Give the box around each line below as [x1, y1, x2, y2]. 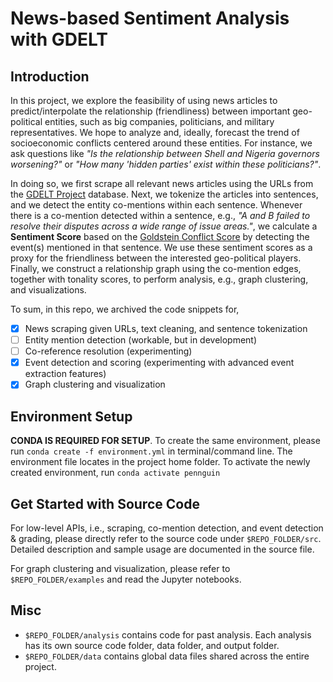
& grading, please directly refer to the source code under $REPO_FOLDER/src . [10, 532, 322, 544]
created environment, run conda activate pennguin [10, 467, 221, 479]
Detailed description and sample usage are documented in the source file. [10, 543, 315, 555]
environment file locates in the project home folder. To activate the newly [10, 456, 311, 468]
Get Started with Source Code [10, 495, 200, 512]
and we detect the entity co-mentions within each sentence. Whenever [10, 199, 303, 211]
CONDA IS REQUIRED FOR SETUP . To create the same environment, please [10, 435, 321, 447]
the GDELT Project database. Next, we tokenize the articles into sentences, [10, 188, 319, 200]
